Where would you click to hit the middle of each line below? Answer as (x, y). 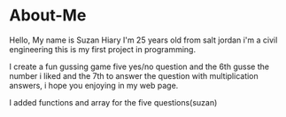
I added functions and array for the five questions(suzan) (113, 102)
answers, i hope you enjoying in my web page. (94, 85)
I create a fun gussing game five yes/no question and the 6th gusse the (139, 66)
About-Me (48, 16)
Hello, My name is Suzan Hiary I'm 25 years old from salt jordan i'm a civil (143, 40)
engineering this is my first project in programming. (103, 49)
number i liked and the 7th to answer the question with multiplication (134, 75)
